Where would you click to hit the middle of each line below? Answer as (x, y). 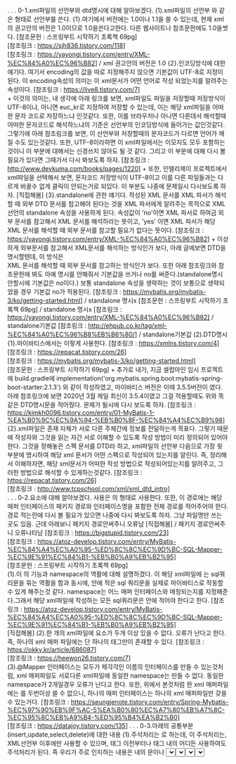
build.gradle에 (34, 378)
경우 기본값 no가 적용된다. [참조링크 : (71, 292)
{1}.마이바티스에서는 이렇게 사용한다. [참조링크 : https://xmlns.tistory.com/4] (113, 343)
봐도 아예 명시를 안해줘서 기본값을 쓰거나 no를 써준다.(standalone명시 (127, 274)
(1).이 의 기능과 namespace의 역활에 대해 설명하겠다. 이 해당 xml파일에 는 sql (113, 574)
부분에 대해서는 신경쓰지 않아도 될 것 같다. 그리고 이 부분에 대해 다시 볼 (130, 151)
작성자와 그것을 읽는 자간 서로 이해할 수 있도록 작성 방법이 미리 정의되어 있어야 (121, 437)
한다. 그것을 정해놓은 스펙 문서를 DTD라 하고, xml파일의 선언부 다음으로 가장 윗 (115, 446)
